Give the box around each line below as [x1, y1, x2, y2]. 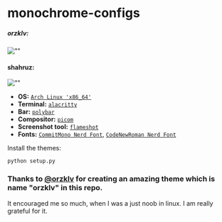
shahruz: [7, 62, 35, 72]
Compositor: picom [17, 115, 74, 123]
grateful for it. [7, 206, 48, 215]
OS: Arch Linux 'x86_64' [17, 92, 92, 101]
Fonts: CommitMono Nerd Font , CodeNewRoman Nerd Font [17, 130, 176, 139]
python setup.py [7, 157, 55, 165]
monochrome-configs [7, 5, 140, 21]
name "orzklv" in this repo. [7, 183, 103, 193]
